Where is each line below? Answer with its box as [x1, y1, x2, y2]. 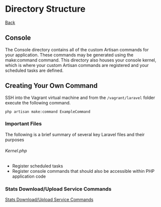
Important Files [5, 121, 42, 127]
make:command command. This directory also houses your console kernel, [5, 57, 157, 63]
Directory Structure [5, 3, 86, 15]
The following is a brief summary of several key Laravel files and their [5, 131, 145, 137]
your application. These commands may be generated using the [5, 52, 134, 58]
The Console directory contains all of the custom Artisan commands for [5, 46, 149, 52]
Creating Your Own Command [5, 82, 98, 90]
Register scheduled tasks [12, 163, 63, 169]
